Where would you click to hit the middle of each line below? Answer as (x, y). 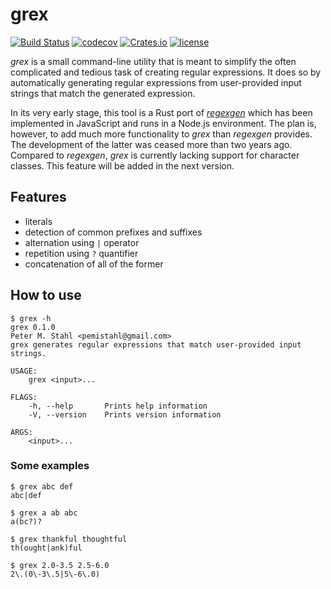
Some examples (50, 466)
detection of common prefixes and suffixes (113, 232)
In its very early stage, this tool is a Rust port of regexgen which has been (161, 112)
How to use (46, 295)
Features (38, 197)
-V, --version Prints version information (125, 414)
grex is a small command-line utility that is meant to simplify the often (153, 61)
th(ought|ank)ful (46, 548)
